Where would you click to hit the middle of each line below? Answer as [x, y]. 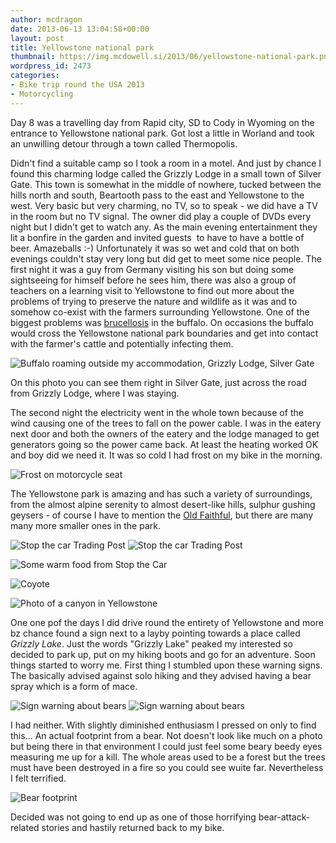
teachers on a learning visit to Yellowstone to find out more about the [152, 290]
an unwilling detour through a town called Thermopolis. [124, 143]
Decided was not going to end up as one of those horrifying [133, 817]
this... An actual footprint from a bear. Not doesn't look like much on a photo [166, 735]
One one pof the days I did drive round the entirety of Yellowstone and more [167, 622]
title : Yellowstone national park [82, 47]
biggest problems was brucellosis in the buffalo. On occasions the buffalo [162, 322]
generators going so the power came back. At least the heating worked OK [164, 444]
